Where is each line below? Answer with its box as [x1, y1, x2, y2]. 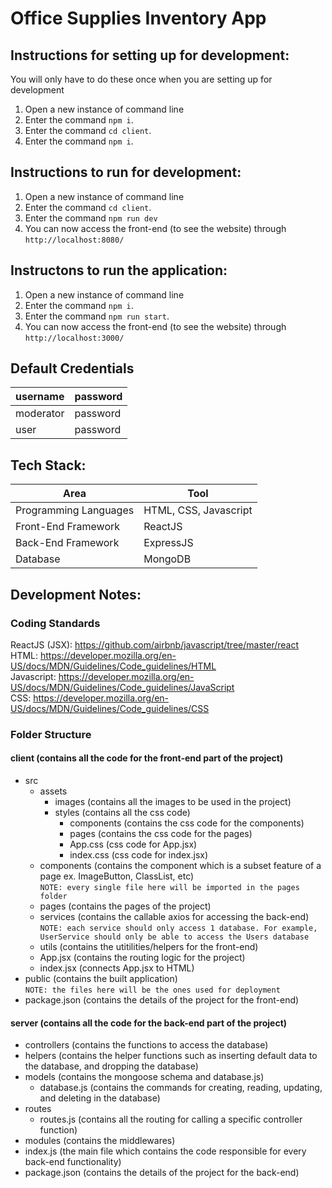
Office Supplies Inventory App [10, 7, 267, 30]
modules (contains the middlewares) [24, 1135, 176, 1147]
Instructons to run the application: [10, 262, 228, 279]
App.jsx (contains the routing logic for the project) [39, 952, 246, 964]
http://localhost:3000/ [24, 333, 125, 343]
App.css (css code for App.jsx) [69, 838, 198, 851]
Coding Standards [10, 616, 101, 630]
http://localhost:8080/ [24, 235, 125, 245]
